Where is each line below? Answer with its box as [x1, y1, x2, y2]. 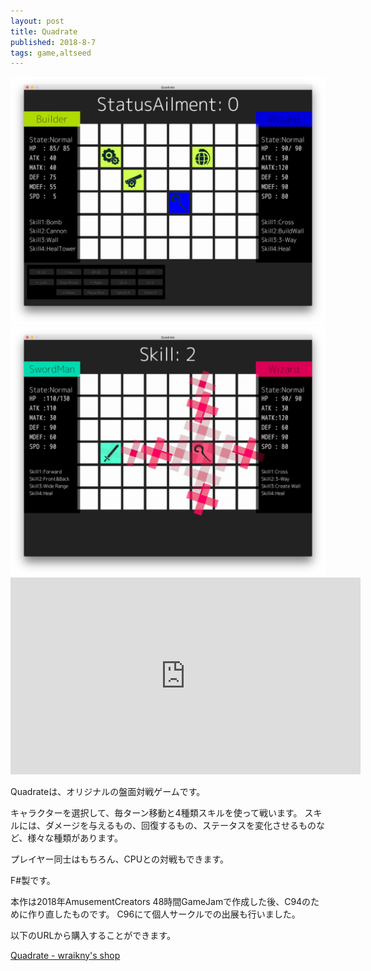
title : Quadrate [10, 26, 78, 37]
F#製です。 [10, 874, 56, 886]
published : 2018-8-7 [10, 37, 97, 47]
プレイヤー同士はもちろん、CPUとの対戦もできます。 [10, 853, 230, 865]
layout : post [10, 16, 65, 26]
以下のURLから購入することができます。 [10, 929, 176, 941]
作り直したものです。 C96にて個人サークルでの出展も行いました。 [27, 908, 301, 920]
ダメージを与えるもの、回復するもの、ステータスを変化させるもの [44, 819, 317, 831]
